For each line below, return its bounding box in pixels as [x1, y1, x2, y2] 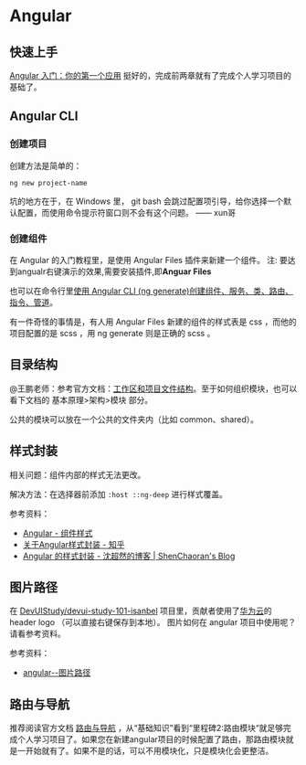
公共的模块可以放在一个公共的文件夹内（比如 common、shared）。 [9, 413, 259, 425]
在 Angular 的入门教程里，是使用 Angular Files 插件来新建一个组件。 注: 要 [9, 254, 288, 265]
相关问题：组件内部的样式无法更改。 [9, 469, 146, 480]
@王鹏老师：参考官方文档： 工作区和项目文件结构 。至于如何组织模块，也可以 [9, 383, 298, 394]
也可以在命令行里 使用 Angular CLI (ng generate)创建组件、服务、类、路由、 [9, 285, 294, 296]
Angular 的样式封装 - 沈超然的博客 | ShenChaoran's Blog [22, 550, 236, 561]
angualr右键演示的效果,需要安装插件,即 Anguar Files [16, 266, 212, 277]
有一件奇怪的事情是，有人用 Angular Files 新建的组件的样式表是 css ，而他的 [9, 316, 297, 327]
